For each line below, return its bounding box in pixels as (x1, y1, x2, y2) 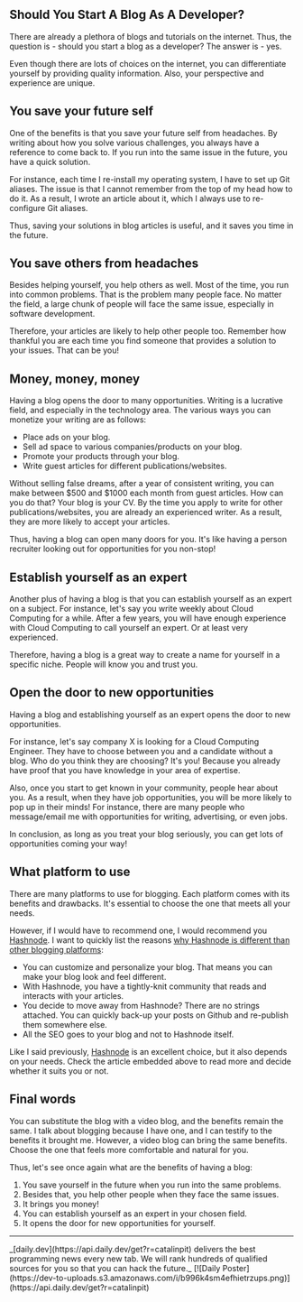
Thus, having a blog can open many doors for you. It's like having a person (9, 534, 287, 545)
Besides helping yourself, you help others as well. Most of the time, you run (9, 280, 289, 291)
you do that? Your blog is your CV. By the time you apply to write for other (9, 497, 283, 508)
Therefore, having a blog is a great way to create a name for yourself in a (9, 650, 280, 660)
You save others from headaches (9, 256, 199, 272)
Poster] (222, 1262, 250, 1273)
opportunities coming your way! (9, 838, 128, 849)
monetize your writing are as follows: (9, 414, 147, 425)
